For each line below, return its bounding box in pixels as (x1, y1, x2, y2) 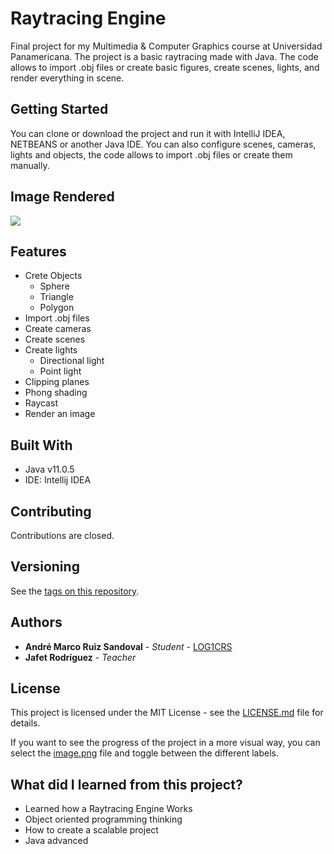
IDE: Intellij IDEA (24, 474, 92, 486)
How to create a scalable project (24, 824, 159, 836)
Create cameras (24, 323, 92, 335)
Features (10, 243, 67, 260)
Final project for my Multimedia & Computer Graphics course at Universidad (10, 40, 323, 52)
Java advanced (24, 835, 89, 847)
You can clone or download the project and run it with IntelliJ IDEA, (10, 127, 286, 139)
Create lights (24, 344, 78, 356)
